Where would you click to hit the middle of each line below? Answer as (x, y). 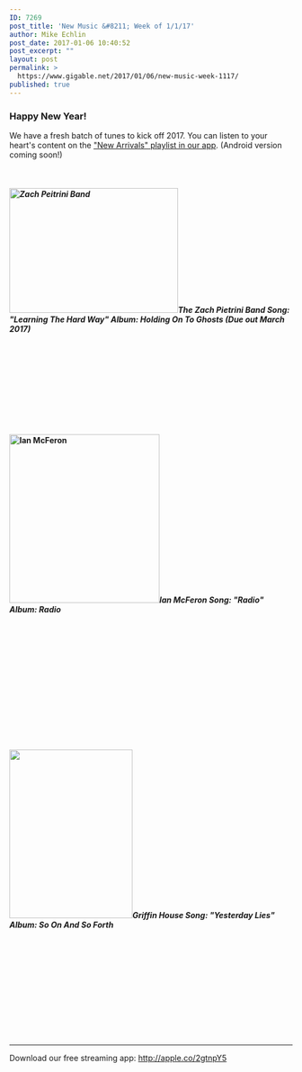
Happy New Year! (48, 116)
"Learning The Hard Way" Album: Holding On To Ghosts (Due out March (147, 319)
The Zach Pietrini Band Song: (234, 309)
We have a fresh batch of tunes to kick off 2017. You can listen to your (138, 135)
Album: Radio (35, 609)
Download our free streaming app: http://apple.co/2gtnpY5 (118, 1058)
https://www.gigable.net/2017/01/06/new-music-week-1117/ (129, 76)
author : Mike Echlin (48, 34)
